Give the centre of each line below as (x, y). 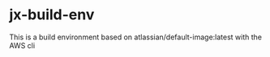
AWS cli (22, 45)
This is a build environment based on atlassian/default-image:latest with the (136, 37)
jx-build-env (52, 15)
